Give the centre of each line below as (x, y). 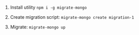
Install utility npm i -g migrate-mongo (48, 7)
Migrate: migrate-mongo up (38, 27)
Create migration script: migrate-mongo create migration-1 (72, 17)
